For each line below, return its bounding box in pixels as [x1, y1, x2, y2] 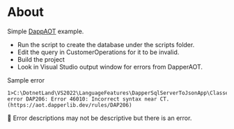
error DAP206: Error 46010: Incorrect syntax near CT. [7, 95, 170, 103]
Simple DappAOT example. [7, 27, 84, 35]
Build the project [17, 55, 65, 63]
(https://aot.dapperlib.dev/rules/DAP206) [7, 101, 132, 108]
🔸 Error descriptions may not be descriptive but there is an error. [7, 114, 192, 122]
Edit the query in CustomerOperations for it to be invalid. [17, 48, 180, 56]
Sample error [7, 76, 45, 84]
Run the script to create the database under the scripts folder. [17, 40, 195, 49]
